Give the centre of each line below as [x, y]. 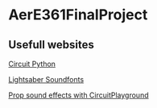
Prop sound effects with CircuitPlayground [78, 95]
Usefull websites [51, 45]
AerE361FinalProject [78, 15]
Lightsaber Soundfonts [46, 79]
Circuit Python [32, 64]
